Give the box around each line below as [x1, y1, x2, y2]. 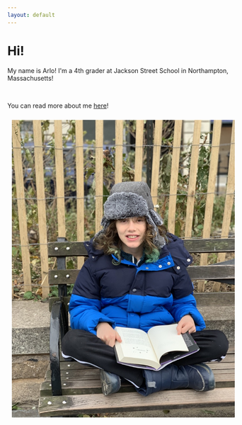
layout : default [7, 11, 55, 18]
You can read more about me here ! [7, 101, 109, 110]
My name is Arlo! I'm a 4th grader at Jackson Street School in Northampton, [7, 66, 229, 74]
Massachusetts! [7, 74, 54, 82]
